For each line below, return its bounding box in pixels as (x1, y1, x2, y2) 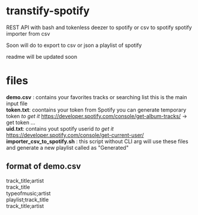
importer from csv (6, 30, 50, 37)
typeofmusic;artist (6, 189, 51, 197)
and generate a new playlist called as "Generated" (6, 144, 129, 151)
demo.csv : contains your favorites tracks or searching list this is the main (6, 93, 187, 100)
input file (6, 100, 28, 107)
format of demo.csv (6, 162, 81, 172)
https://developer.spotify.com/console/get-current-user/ (6, 131, 144, 138)
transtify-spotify (6, 4, 90, 18)
